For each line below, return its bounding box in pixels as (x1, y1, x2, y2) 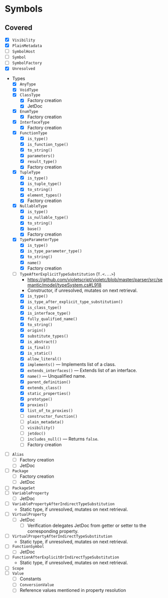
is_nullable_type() (27, 215, 69, 220)
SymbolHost (12, 49, 36, 54)
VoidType (19, 87, 39, 93)
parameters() (27, 153, 55, 159)
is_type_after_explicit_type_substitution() (27, 299, 123, 305)
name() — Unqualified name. (27, 373, 87, 379)
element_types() (27, 193, 62, 198)
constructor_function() (27, 414, 78, 419)
